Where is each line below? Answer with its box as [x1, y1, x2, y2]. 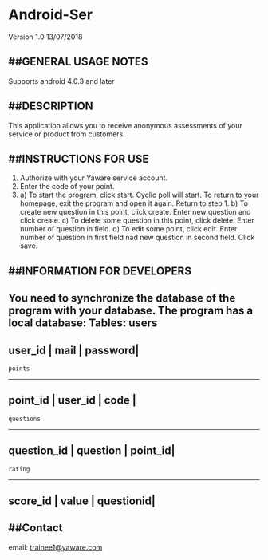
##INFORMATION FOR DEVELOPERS [8, 264, 191, 278]
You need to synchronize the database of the [8, 291, 236, 305]
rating [8, 465, 30, 473]
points [8, 365, 30, 373]
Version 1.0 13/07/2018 [8, 32, 83, 41]
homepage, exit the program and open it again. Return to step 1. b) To [19, 199, 249, 208]
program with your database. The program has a [8, 304, 254, 317]
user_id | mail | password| [8, 343, 140, 357]
